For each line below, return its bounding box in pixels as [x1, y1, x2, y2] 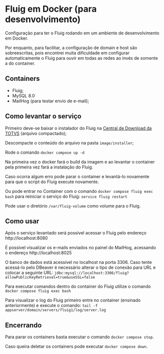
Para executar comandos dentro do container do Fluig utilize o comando [5, 283, 151, 289]
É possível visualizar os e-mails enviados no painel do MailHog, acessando [5, 245, 156, 251]
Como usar [5, 217, 40, 225]
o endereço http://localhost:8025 [5, 250, 72, 256]
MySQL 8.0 [12, 93, 35, 98]
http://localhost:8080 [5, 235, 48, 241]
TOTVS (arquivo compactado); [5, 130, 67, 136]
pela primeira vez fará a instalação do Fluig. [5, 164, 94, 170]
